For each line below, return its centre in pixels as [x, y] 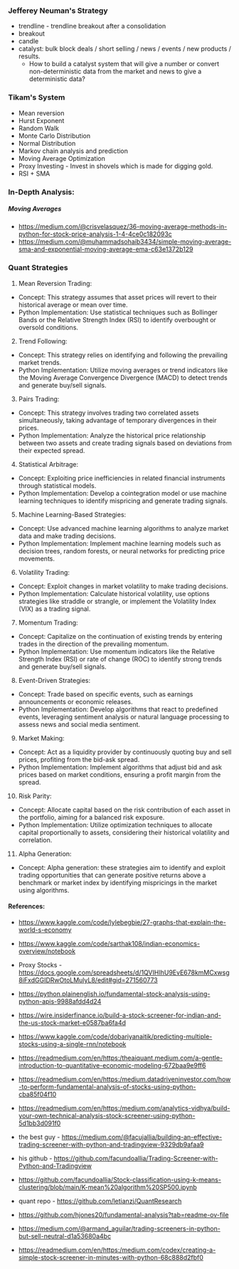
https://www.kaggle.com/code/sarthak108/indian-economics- [109, 943]
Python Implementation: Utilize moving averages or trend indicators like [123, 370]
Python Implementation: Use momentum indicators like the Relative [117, 651]
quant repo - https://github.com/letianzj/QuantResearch [100, 1201]
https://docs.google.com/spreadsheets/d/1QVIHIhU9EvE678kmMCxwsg [124, 972]
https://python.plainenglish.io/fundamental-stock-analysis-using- [114, 994]
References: [27, 906]
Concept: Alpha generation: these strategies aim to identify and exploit [122, 867]
